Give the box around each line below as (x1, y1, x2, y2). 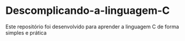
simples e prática (5, 29, 47, 36)
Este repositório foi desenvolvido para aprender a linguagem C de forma (5, 23, 179, 30)
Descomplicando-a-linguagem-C (5, 4, 170, 17)
